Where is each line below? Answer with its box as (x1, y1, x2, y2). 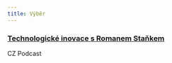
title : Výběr (7, 10, 46, 17)
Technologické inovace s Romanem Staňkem (7, 33, 165, 43)
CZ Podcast (7, 49, 42, 57)
